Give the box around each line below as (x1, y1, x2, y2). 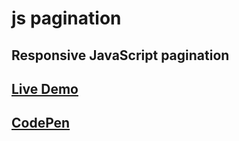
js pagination (11, 7, 122, 30)
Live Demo (11, 80, 79, 97)
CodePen (11, 115, 71, 132)
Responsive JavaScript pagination (11, 47, 230, 64)
